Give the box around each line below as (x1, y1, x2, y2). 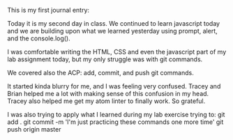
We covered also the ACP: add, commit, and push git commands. (7, 69, 194, 77)
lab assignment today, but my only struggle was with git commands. (7, 55, 203, 63)
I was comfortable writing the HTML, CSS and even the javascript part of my (7, 48, 227, 56)
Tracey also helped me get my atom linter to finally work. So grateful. (7, 97, 206, 105)
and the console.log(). (7, 34, 71, 42)
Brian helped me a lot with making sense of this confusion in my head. (7, 90, 209, 98)
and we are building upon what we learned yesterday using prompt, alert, (7, 27, 218, 35)
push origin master (7, 125, 61, 133)
